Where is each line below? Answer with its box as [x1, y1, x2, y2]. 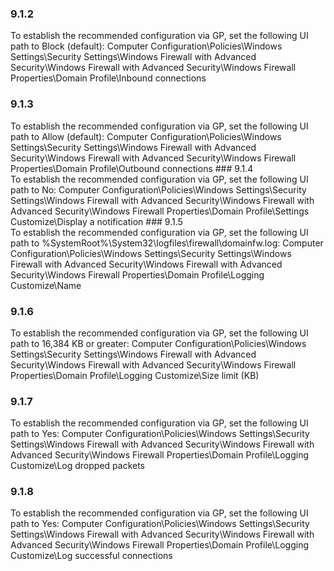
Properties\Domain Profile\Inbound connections [10, 72, 207, 84]
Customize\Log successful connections [10, 550, 173, 562]
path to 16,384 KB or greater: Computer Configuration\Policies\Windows [10, 337, 307, 349]
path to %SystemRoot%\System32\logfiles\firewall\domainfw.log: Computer [10, 237, 324, 249]
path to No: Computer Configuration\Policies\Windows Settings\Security [10, 183, 307, 196]
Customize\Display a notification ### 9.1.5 [10, 215, 183, 227]
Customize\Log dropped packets [10, 460, 145, 472]
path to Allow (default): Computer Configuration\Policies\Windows [10, 130, 282, 142]
